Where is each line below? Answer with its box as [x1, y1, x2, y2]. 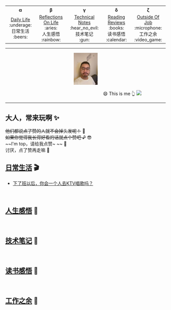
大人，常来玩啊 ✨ [5, 113, 60, 122]
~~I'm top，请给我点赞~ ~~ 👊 [5, 141, 67, 147]
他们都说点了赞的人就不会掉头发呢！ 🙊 [5, 128, 85, 134]
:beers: [13, 34, 28, 40]
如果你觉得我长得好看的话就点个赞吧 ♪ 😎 [5, 134, 92, 140]
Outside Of [136, 14, 160, 20]
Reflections [39, 14, 63, 20]
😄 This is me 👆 [103, 90, 135, 97]
